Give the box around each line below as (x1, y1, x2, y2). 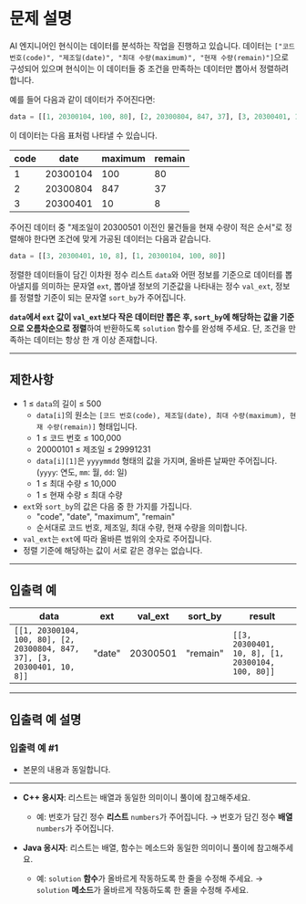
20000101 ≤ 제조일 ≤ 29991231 (36, 444, 151, 455)
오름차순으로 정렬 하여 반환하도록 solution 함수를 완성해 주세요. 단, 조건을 (25, 322, 287, 333)
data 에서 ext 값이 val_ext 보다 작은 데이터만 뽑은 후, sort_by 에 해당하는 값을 (9, 311, 279, 322)
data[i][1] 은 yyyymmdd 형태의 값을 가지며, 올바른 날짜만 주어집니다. (36, 455, 278, 466)
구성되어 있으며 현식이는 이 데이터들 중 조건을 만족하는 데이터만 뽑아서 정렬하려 (9, 63, 290, 74)
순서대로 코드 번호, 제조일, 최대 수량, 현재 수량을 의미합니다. (36, 521, 248, 532)
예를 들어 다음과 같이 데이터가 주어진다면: (9, 93, 156, 105)
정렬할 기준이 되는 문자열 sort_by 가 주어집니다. (18, 291, 187, 302)
